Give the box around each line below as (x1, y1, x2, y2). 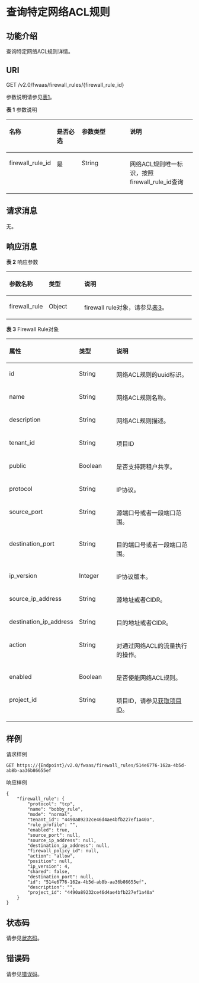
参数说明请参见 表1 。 (6, 93, 55, 100)
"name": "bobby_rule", (27, 806, 84, 812)
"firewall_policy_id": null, (27, 848, 99, 854)
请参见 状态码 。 (6, 934, 43, 942)
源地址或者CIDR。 (116, 596, 166, 604)
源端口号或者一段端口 (116, 509, 176, 517)
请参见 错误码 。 (6, 970, 43, 978)
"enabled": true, (27, 827, 70, 833)
